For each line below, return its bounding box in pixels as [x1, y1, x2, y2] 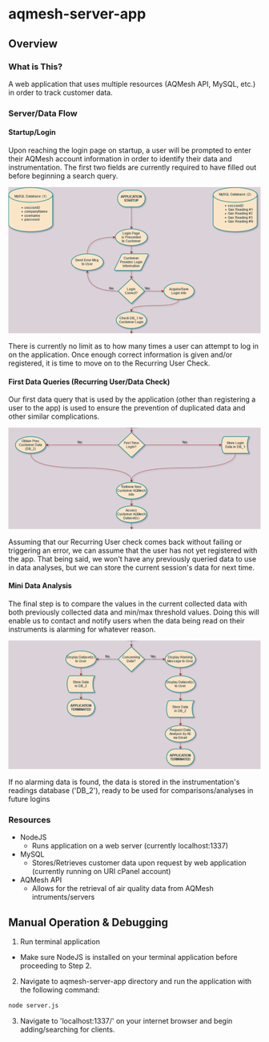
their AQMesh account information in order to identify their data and [8, 154, 232, 163]
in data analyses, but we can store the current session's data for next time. [8, 562, 255, 572]
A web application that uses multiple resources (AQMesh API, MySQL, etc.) [8, 79, 256, 88]
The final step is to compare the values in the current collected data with [8, 599, 247, 609]
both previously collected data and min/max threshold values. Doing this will [8, 607, 260, 617]
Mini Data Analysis [8, 581, 72, 590]
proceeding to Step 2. [19, 961, 92, 970]
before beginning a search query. [8, 171, 118, 181]
